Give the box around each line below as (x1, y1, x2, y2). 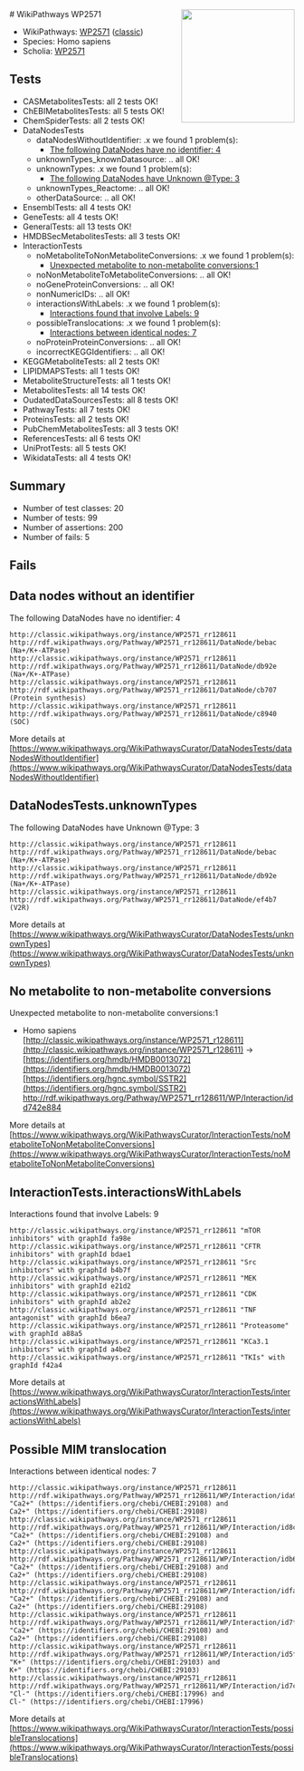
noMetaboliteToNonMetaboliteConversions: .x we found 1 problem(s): (35, 249, 295, 261)
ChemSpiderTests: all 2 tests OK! (22, 115, 146, 126)
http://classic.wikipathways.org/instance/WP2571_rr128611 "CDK (9, 1290, 257, 1299)
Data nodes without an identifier (9, 588, 195, 604)
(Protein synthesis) (9, 693, 88, 702)
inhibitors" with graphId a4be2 (9, 1345, 131, 1354)
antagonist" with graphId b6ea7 (9, 1313, 131, 1322)
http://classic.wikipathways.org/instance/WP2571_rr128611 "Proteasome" (9, 1321, 290, 1331)
